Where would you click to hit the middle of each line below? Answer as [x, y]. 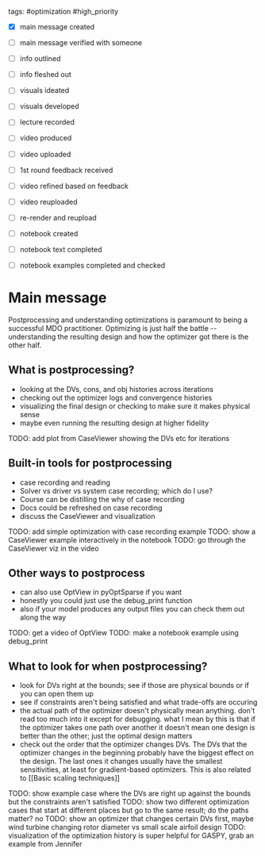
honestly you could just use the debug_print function [106, 601]
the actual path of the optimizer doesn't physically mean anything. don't [137, 711]
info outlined [40, 59]
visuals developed [49, 106]
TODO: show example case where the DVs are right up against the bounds [130, 793]
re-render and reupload [58, 217]
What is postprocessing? [71, 370]
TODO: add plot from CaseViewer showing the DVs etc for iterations [119, 438]
